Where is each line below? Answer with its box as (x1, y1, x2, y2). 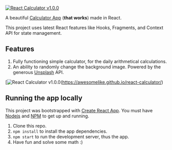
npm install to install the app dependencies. (12, 128, 108, 134)
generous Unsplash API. (12, 69, 64, 75)
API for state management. (5, 30, 62, 36)
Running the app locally (5, 94, 83, 103)
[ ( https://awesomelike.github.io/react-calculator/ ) (5, 79, 163, 85)
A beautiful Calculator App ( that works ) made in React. (5, 15, 122, 20)
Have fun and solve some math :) (12, 139, 83, 145)
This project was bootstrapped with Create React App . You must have (5, 107, 153, 113)
